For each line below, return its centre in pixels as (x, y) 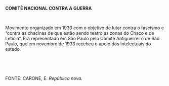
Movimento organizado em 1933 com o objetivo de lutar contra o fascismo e (85, 28)
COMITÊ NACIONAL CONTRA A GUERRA (49, 8)
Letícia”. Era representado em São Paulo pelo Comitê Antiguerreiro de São (82, 38)
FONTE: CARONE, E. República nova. (44, 78)
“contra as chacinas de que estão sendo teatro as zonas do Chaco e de (80, 33)
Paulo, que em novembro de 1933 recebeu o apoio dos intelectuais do (78, 44)
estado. (13, 49)
